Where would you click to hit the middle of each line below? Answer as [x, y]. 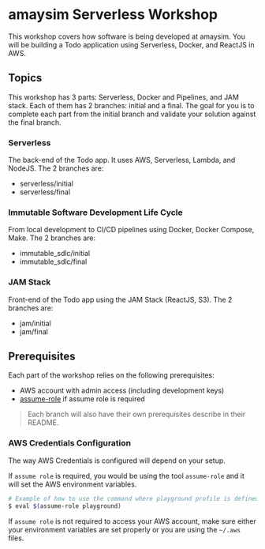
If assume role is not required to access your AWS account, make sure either [132, 521]
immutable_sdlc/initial [55, 254]
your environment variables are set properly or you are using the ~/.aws [124, 529]
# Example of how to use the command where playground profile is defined [134, 498]
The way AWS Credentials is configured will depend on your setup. [117, 461]
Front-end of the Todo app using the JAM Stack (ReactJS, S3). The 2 [120, 299]
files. [16, 538]
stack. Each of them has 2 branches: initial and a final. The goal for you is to [131, 105]
